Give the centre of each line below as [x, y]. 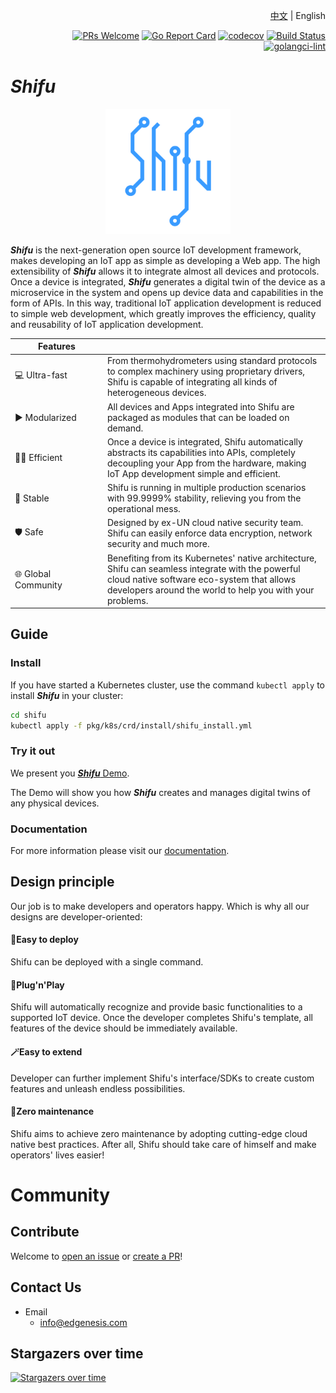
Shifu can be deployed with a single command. [107, 962]
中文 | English [297, 15]
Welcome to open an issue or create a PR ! [96, 1256]
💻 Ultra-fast [41, 375]
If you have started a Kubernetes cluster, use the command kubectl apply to [167, 685]
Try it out [33, 751]
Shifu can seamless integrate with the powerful [203, 568]
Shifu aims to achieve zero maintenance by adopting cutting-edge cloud [159, 1133]
